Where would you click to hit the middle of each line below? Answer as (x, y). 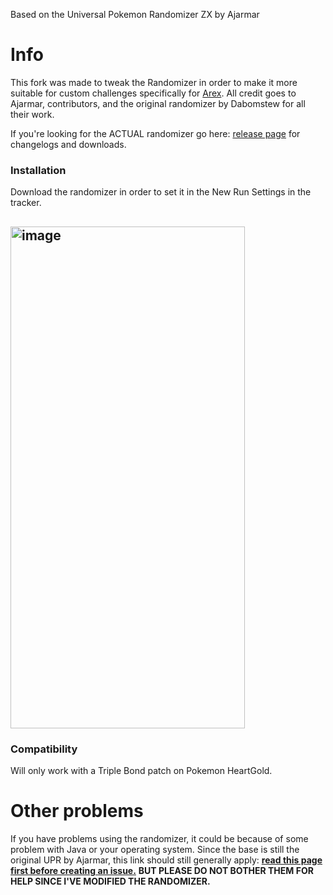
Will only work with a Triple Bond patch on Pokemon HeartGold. (141, 770)
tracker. (26, 203)
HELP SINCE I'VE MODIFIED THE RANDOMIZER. (110, 881)
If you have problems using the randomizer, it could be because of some (159, 838)
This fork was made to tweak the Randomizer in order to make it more (154, 82)
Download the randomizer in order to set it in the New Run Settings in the (161, 192)
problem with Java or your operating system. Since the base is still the (155, 849)
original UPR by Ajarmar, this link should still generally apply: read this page (166, 860)
